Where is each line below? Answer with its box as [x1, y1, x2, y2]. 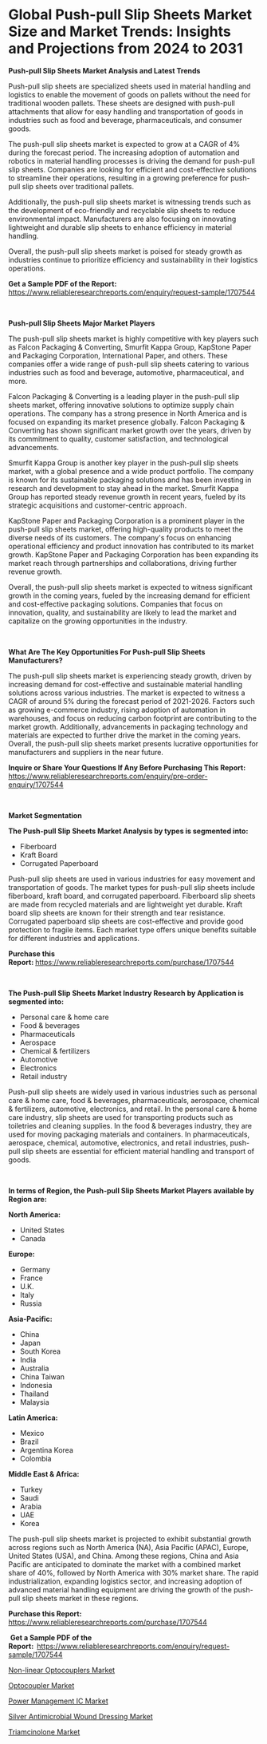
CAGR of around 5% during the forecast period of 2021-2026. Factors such [8, 696, 255, 706]
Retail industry [19, 1071, 68, 1081]
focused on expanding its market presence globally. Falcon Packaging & [8, 417, 245, 426]
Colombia [19, 1453, 52, 1463]
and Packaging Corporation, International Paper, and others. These [8, 350, 229, 360]
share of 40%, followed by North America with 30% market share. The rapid [8, 1568, 259, 1577]
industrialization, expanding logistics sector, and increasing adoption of [8, 1576, 243, 1586]
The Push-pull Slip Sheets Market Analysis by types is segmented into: [8, 826, 249, 836]
